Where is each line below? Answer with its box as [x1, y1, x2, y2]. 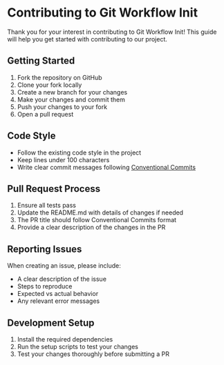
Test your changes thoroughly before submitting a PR [17, 350, 169, 358]
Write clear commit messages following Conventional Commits [17, 163, 196, 171]
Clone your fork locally [17, 81, 82, 89]
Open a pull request [17, 110, 74, 118]
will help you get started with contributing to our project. [7, 34, 168, 43]
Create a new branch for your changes [17, 88, 128, 96]
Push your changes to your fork [17, 102, 108, 111]
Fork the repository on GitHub [17, 73, 102, 81]
